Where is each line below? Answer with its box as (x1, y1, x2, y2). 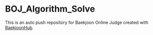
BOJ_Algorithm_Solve (5, 3, 95, 15)
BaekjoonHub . (5, 24, 34, 30)
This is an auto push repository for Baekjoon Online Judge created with (5, 19, 149, 25)
